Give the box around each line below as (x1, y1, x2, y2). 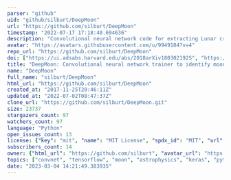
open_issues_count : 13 (7, 131, 72, 138)
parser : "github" (7, 10, 57, 17)
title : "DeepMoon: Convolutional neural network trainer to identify (7, 61, 211, 68)
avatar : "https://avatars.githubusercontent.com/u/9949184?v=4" (7, 42, 195, 49)
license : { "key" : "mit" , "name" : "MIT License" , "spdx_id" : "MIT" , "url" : (7, 138, 226, 144)
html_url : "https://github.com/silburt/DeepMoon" (7, 80, 153, 87)
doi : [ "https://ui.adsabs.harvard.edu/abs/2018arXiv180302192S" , (7, 55, 198, 62)
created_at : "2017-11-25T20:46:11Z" (7, 86, 112, 93)
